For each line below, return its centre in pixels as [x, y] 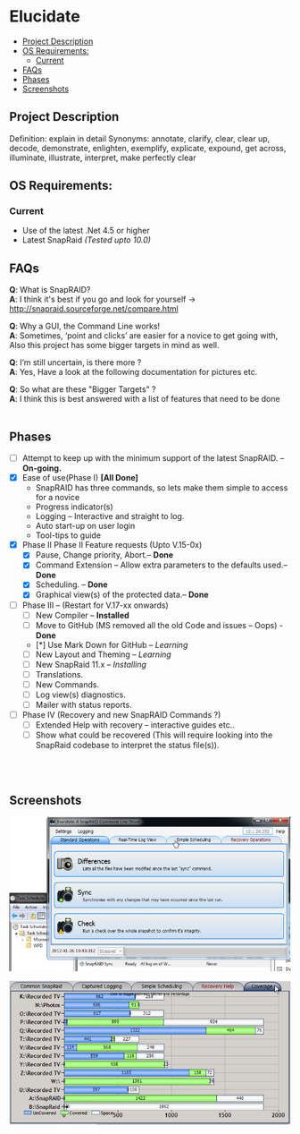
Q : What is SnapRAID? [50, 290]
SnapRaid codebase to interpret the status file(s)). [127, 746]
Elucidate [45, 17]
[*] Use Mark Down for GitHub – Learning [112, 644]
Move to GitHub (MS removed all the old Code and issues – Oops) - [159, 625]
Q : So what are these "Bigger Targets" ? [83, 389]
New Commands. [67, 684]
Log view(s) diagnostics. [81, 695]
